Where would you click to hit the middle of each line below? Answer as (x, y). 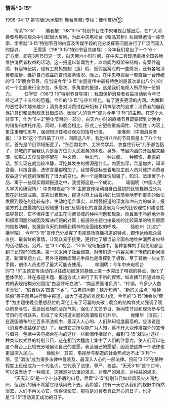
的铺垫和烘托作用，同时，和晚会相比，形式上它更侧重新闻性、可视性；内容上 (85, 125)
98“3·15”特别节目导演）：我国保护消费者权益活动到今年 (99, 94)
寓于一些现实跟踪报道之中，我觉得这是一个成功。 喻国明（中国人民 (88, 183)
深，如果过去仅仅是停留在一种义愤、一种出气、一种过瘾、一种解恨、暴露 (80, 157)
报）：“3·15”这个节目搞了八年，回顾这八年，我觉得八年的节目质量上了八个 (81, 138)
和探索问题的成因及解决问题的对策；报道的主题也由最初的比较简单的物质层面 (85, 220)
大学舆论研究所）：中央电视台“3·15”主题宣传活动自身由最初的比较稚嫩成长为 (83, 189)
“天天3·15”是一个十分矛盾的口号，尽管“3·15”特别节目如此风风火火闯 (84, 378)
